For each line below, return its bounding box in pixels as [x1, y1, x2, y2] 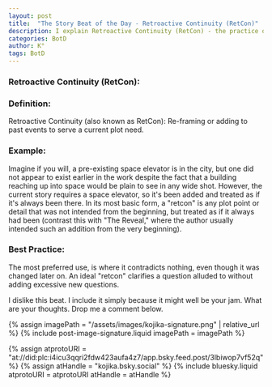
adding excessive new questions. [8, 279, 120, 289]
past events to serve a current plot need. [8, 125, 144, 134]
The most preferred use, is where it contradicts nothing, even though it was [8, 262, 261, 272]
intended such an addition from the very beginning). [8, 223, 182, 233]
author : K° [8, 42, 45, 50]
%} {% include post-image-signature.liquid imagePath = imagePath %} [8, 328, 245, 338]
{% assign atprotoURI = [8, 343, 87, 353]
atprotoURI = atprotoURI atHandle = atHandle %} [8, 369, 172, 379]
